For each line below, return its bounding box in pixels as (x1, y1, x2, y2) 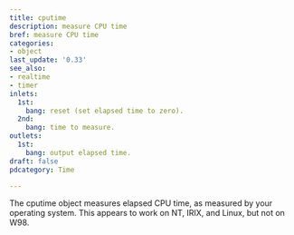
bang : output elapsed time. (25, 148, 131, 157)
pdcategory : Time (9, 165, 75, 174)
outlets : (9, 132, 43, 141)
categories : (9, 38, 54, 48)
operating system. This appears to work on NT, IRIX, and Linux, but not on (9, 208, 285, 219)
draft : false (9, 156, 59, 166)
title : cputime (9, 13, 67, 23)
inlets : (9, 89, 39, 98)
